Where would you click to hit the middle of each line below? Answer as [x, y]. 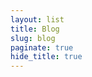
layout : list [37, 19]
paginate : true [42, 47]
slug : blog [33, 38]
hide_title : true [46, 57]
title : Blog [35, 29]
